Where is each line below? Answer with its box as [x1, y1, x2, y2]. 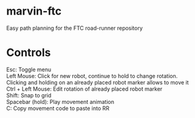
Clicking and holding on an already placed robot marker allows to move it [6, 78, 190, 86]
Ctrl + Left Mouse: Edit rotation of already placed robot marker [6, 85, 163, 92]
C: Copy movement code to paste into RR [6, 105, 110, 112]
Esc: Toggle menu [6, 66, 52, 73]
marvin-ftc [6, 4, 62, 18]
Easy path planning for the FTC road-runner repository [6, 24, 143, 32]
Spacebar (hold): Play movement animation [6, 98, 114, 105]
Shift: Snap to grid [6, 91, 52, 99]
